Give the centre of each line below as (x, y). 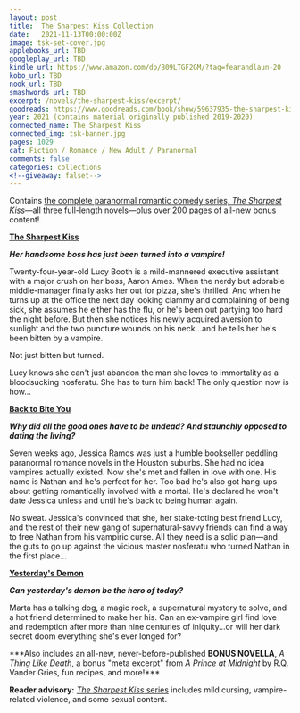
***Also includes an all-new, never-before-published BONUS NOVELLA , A (147, 654)
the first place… (38, 556)
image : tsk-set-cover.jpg (57, 42)
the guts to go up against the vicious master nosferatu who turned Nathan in (150, 547)
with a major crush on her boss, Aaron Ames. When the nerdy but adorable (147, 281)
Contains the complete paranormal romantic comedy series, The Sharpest (146, 201)
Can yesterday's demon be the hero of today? (96, 591)
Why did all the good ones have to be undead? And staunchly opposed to (148, 426)
